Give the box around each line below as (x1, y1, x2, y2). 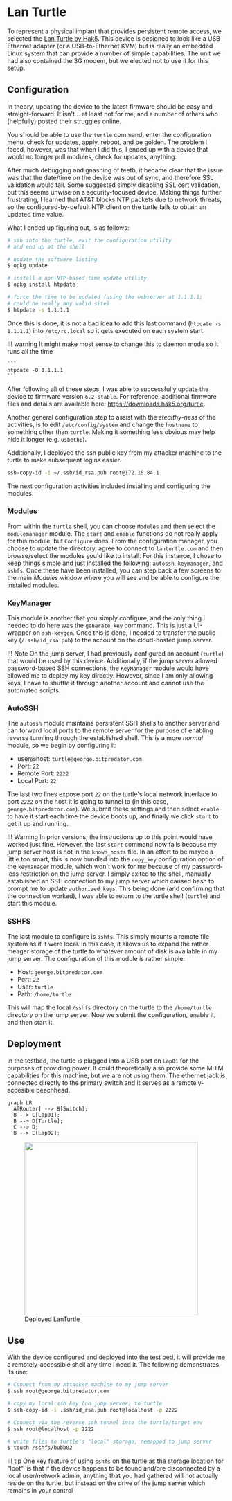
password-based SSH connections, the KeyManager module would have (7, 664, 209, 672)
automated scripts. (7, 686, 61, 694)
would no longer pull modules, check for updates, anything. (7, 152, 177, 161)
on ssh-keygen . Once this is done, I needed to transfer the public (33, 629, 216, 637)
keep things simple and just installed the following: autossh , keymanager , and (7, 559, 224, 567)
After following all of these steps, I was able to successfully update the (7, 385, 209, 393)
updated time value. (7, 210, 64, 218)
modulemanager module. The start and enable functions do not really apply (7, 529, 218, 537)
